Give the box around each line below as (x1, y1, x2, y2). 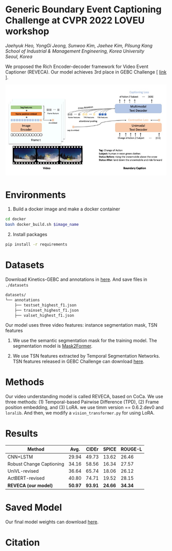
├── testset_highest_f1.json (14, 303, 77, 308)
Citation (5, 537, 40, 548)
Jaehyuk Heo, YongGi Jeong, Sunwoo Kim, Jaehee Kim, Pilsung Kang (5, 42, 153, 48)
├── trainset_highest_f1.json (14, 308, 79, 313)
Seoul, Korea (5, 53, 33, 60)
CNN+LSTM (7, 454, 33, 460)
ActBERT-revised (7, 475, 45, 482)
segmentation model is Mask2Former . (12, 343, 93, 349)
